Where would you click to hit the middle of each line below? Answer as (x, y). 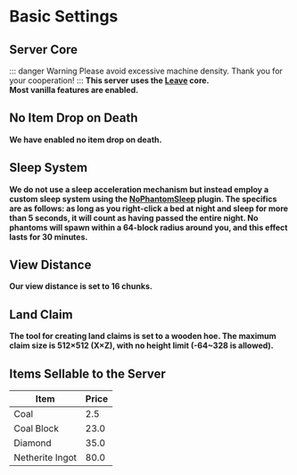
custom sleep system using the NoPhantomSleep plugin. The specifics (143, 199)
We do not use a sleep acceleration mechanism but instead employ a (139, 189)
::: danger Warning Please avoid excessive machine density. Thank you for (146, 71)
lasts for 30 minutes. (49, 237)
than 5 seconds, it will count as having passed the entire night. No (134, 217)
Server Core (44, 50)
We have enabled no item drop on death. (86, 140)
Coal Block (37, 428)
